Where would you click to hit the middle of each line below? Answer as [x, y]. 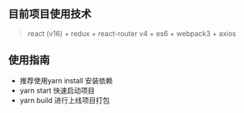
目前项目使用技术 [50, 14]
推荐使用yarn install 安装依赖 [66, 80]
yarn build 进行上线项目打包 [65, 100]
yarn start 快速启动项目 [57, 90]
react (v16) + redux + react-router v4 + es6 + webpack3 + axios [132, 33]
